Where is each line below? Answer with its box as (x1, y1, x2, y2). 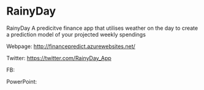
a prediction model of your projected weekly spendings (6, 30, 146, 38)
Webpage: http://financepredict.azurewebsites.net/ (6, 43, 136, 50)
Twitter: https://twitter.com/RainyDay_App (6, 54, 111, 61)
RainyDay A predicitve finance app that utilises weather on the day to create (6, 24, 198, 32)
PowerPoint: (6, 78, 37, 85)
